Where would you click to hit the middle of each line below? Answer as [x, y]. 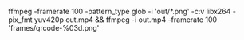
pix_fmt [21, 20]
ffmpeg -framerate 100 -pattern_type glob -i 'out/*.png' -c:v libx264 [120, 11]
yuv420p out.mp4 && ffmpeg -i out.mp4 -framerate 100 [126, 20]
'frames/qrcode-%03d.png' [54, 28]
